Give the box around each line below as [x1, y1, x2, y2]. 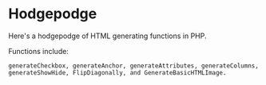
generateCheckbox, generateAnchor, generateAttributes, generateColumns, [8, 61, 260, 70]
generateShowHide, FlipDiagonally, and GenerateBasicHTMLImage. [8, 68, 227, 76]
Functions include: [8, 46, 69, 56]
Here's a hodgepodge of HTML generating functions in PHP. [8, 31, 207, 41]
